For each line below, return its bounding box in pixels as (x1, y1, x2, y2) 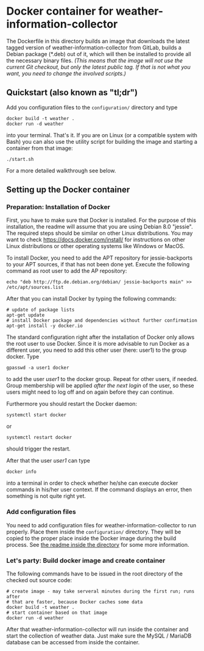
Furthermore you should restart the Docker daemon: (6, 400, 138, 408)
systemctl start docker (6, 412, 67, 418)
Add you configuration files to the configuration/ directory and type (6, 104, 178, 111)
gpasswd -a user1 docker (6, 365, 69, 371)
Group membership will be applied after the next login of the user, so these (6, 382, 195, 390)
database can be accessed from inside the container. (6, 639, 140, 646)
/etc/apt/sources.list (6, 285, 64, 291)
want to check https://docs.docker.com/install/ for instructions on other (6, 236, 186, 243)
